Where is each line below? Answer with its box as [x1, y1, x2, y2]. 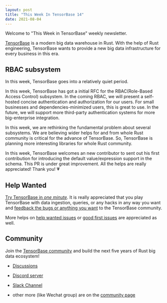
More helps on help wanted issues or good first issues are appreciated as [5, 215, 157, 220]
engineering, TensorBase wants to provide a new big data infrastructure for [5, 46, 161, 52]
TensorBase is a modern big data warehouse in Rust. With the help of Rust [5, 40, 159, 46]
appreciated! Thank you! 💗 [5, 166, 60, 172]
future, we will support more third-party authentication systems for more [5, 110, 155, 116]
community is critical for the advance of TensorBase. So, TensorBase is [5, 135, 153, 141]
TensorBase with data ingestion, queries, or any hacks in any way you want [5, 200, 161, 205]
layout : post [5, 7, 33, 13]
